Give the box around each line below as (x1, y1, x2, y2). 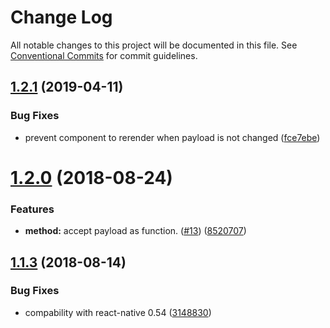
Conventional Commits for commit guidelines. (10, 49, 198, 61)
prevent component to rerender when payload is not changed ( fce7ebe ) (24, 131, 321, 143)
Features (10, 202, 55, 216)
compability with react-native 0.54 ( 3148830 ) (24, 306, 212, 318)
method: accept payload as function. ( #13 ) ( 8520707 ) (24, 225, 247, 237)
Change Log (10, 6, 113, 29)
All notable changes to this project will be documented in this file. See (10, 39, 298, 51)
